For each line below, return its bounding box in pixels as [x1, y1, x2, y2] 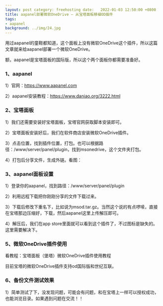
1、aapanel [5, 71, 32, 77]
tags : [5, 16, 16, 21]
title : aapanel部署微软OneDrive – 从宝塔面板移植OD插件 [5, 12, 113, 17]
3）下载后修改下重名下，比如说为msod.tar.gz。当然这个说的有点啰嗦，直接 [5, 204, 158, 210]
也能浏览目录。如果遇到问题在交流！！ [5, 295, 83, 301]
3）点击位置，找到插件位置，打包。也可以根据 [5, 140, 99, 146]
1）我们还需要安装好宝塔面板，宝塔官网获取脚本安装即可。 [5, 119, 124, 125]
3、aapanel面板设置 [5, 170, 54, 177]
